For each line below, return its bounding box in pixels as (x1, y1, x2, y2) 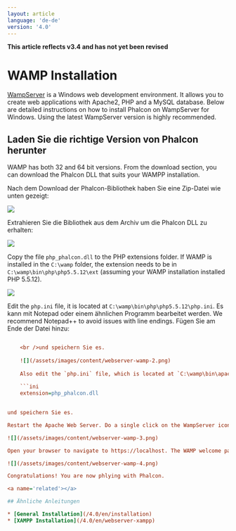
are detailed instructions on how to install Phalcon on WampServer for (7, 105, 209, 114)
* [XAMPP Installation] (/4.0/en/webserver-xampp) (7, 517, 156, 524)
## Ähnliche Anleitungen (7, 498, 80, 505)
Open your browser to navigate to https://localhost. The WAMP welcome (7, 447, 221, 454)
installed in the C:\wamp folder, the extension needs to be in (7, 260, 177, 269)
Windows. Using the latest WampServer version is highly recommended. (7, 113, 216, 122)
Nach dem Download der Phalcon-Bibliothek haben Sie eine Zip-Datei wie (7, 184, 221, 193)
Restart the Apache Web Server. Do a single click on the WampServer (7, 421, 216, 429)
